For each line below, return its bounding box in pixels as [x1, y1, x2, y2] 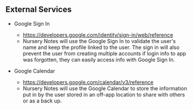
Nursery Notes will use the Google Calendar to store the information [22, 84, 187, 92]
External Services [5, 5, 72, 15]
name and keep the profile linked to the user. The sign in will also [22, 44, 180, 51]
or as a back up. [22, 97, 62, 104]
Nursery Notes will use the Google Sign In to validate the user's [22, 37, 176, 44]
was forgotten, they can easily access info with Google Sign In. [22, 56, 175, 63]
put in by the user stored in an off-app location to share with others [22, 91, 185, 98]
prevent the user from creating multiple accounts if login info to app [22, 49, 187, 57]
